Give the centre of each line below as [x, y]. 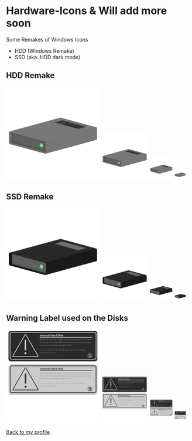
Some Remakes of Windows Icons [47, 39]
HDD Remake [30, 75]
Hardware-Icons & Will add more [87, 11]
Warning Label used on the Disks [67, 318]
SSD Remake [30, 197]
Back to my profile [28, 432]
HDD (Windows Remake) [44, 50]
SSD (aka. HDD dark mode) [47, 57]
